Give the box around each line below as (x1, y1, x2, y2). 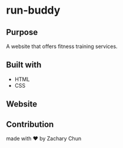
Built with (6, 60, 42, 70)
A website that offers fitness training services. (6, 43, 118, 50)
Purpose (6, 27, 38, 37)
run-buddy (6, 4, 61, 17)
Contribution (6, 119, 54, 129)
